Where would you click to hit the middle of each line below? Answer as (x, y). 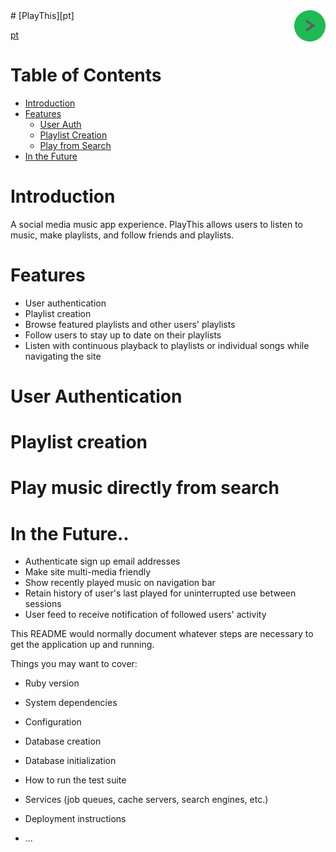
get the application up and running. (82, 645)
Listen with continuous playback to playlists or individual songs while (167, 345)
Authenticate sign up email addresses (102, 561)
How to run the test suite (75, 780)
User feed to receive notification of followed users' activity (145, 615)
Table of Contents (86, 75)
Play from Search (75, 145)
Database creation (63, 741)
